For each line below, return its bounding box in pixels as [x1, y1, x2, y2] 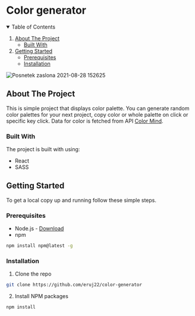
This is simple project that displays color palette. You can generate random [6, 105, 190, 112]
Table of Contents [11, 23, 55, 30]
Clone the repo [14, 270, 52, 277]
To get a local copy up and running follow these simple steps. [6, 196, 156, 204]
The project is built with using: [6, 146, 80, 153]
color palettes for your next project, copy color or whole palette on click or [6, 111, 188, 118]
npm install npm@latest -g [6, 243, 73, 249]
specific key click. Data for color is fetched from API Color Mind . [6, 117, 163, 124]
